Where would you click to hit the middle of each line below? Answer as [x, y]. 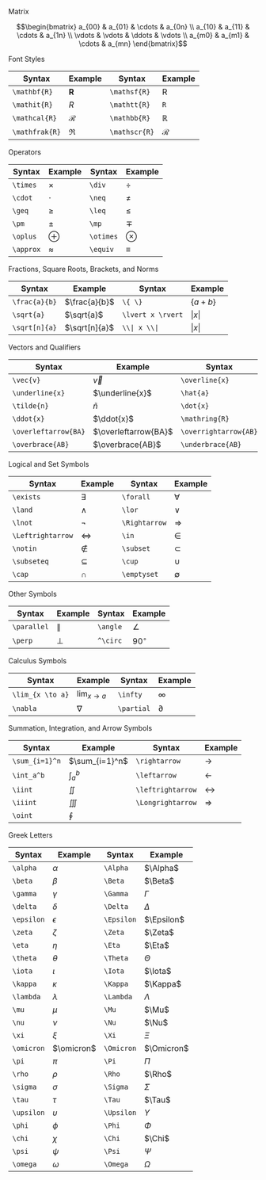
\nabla [25, 708]
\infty [130, 694]
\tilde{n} [30, 406]
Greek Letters [30, 835]
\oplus [25, 237]
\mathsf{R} [130, 92]
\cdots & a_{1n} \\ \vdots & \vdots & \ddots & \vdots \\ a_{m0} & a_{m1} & [133, 35]
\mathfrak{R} [37, 132]
